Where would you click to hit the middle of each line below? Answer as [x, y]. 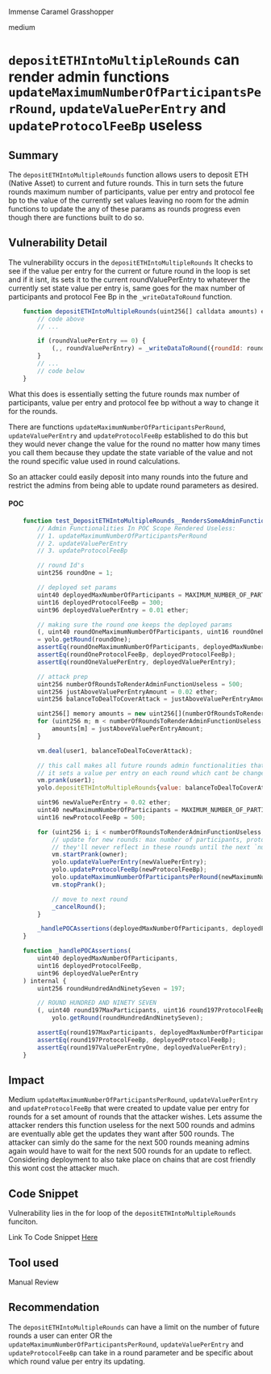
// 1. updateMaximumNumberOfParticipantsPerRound [122, 536]
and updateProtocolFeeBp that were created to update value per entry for [129, 1108]
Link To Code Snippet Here [53, 1238]
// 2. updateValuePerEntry [83, 543]
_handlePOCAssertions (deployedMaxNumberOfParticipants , [133, 929]
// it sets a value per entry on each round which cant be [139, 773]
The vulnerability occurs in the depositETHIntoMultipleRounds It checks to [131, 262]
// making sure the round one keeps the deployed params [135, 625]
